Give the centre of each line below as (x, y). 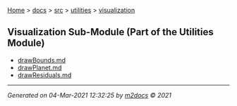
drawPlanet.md (39, 67)
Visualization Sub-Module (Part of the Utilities (110, 32)
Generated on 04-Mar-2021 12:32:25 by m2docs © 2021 (89, 95)
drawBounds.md (41, 60)
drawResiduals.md (44, 75)
